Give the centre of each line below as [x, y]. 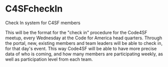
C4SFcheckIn [34, 9]
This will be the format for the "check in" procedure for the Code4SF [76, 32]
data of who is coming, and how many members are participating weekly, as [84, 54]
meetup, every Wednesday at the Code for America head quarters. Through [84, 38]
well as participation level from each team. [49, 59]
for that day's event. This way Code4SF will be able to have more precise [81, 48]
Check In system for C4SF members [43, 23]
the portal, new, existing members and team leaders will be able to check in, [84, 43]
